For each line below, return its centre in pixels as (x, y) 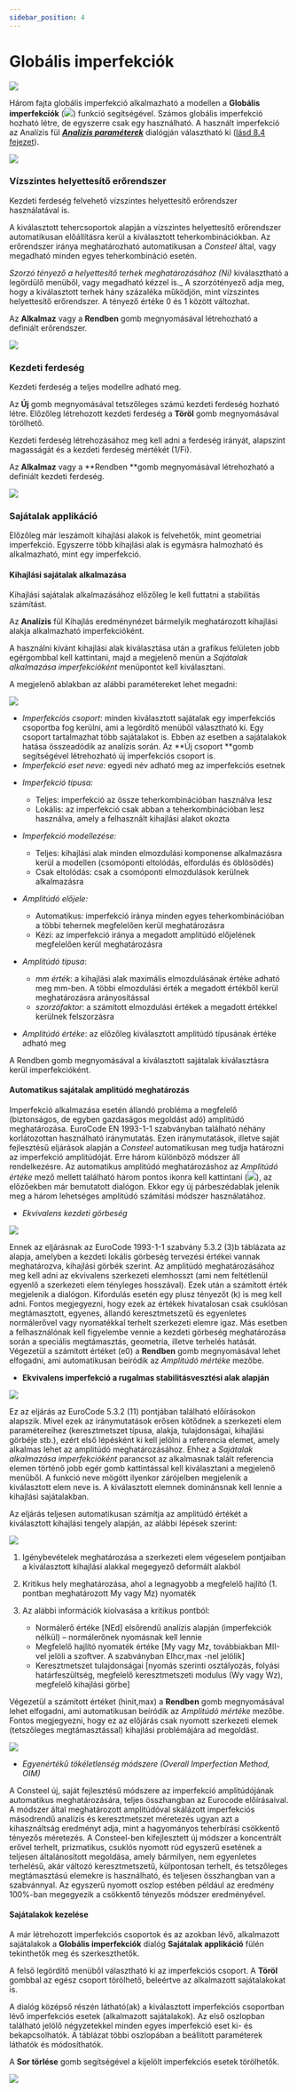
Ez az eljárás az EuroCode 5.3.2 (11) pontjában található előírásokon (133, 1411)
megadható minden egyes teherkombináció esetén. (103, 255)
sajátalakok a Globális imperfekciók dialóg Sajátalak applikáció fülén (137, 1944)
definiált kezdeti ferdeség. (57, 477)
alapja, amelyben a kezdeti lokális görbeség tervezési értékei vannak (135, 1256)
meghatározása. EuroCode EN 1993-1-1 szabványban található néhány (137, 1128)
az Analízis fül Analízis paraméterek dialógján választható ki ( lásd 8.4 (137, 132)
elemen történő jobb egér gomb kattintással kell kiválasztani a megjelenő (142, 1468)
